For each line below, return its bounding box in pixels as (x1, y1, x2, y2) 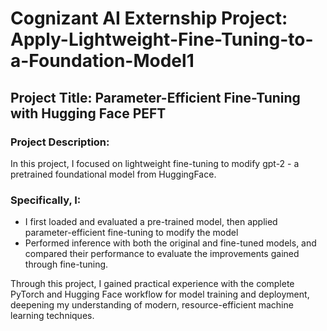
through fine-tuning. (24, 258, 109, 271)
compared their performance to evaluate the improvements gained (24, 248, 300, 260)
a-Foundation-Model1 (10, 50, 195, 72)
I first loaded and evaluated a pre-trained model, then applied (24, 216, 278, 228)
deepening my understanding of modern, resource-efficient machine (10, 299, 294, 311)
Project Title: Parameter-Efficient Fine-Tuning (10, 89, 301, 106)
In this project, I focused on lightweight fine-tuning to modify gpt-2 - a (10, 157, 300, 169)
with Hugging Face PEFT (10, 105, 167, 122)
